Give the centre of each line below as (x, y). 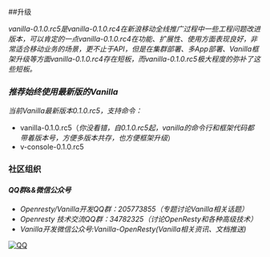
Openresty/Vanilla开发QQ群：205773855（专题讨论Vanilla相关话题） (134, 209)
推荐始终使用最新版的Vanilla (63, 92)
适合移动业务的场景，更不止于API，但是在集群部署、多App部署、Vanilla (133, 49)
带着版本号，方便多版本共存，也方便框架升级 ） (97, 138)
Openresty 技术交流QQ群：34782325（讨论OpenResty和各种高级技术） (139, 219)
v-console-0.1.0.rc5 (52, 147)
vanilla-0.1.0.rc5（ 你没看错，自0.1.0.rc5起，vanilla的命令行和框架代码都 (137, 128)
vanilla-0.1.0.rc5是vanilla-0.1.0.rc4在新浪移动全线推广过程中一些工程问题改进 (135, 29)
